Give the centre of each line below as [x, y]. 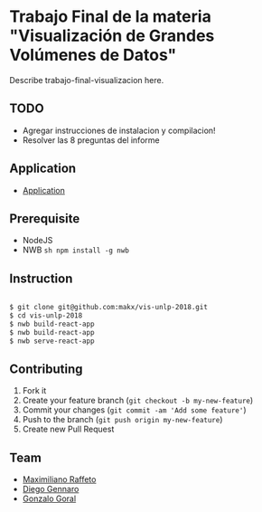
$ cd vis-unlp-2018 [46, 316]
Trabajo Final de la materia [111, 17]
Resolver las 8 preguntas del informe [91, 140]
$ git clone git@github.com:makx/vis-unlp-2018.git [108, 308]
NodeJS [37, 241]
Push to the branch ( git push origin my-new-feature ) [122, 420]
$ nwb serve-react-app [52, 341]
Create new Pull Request [68, 429]
